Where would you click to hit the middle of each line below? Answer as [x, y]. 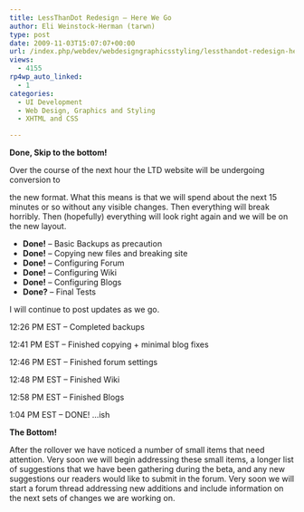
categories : [32, 93]
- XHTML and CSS [48, 119]
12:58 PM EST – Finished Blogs [67, 397]
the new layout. [38, 227]
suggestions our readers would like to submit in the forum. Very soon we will [152, 479]
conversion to [35, 180]
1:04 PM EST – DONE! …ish [60, 415]
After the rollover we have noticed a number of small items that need [137, 450]
